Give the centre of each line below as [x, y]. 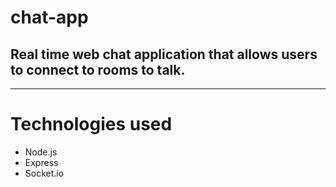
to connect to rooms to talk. [98, 69]
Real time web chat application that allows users [164, 54]
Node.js [41, 152]
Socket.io [44, 173]
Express [41, 162]
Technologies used [91, 124]
